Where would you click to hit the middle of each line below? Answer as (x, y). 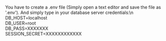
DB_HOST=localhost (26, 18)
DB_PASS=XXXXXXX (27, 28)
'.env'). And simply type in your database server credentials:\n (69, 12)
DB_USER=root (21, 23)
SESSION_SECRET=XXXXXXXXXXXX (43, 34)
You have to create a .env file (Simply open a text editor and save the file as (83, 7)
